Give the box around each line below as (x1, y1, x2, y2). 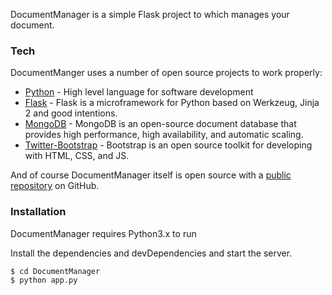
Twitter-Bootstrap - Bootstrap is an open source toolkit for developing (24, 139, 313, 151)
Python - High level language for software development (24, 86, 254, 98)
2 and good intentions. (24, 107, 118, 119)
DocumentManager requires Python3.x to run (10, 227, 197, 239)
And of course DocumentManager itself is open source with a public (10, 169, 292, 181)
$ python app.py (10, 275, 78, 286)
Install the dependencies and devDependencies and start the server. (10, 247, 293, 259)
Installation (10, 205, 67, 219)
